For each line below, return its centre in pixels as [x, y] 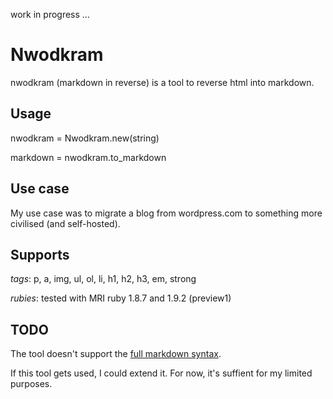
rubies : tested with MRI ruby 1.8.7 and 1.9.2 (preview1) [121, 298]
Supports [40, 254]
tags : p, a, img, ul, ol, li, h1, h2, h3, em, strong [103, 279]
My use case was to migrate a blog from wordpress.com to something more [166, 213]
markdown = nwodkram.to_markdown [88, 157]
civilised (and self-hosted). [65, 223]
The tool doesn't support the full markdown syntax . [116, 354]
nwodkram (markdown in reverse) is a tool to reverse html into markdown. [162, 82]
